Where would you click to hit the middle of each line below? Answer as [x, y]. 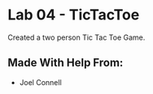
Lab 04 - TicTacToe [74, 15]
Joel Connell [40, 82]
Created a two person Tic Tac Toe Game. [76, 37]
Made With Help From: [66, 63]
